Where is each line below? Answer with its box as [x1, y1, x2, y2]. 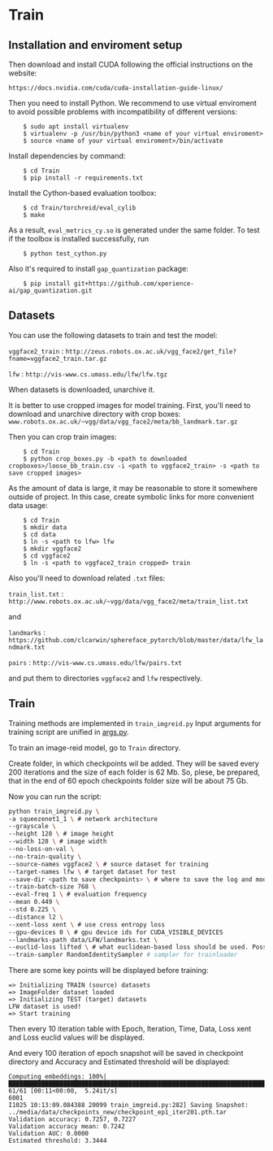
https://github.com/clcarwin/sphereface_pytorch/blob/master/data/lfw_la [8, 636, 264, 644]
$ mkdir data [23, 523, 67, 532]
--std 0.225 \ [8, 906, 57, 914]
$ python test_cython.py [23, 250, 107, 258]
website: [8, 68, 37, 78]
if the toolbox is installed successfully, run [8, 234, 149, 243]
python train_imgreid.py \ [8, 807, 100, 815]
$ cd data [23, 530, 57, 538]
